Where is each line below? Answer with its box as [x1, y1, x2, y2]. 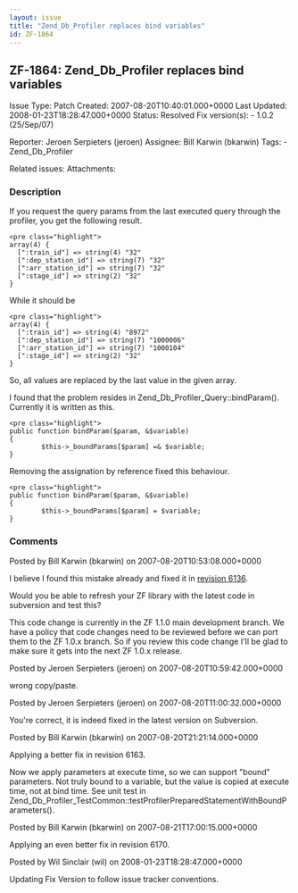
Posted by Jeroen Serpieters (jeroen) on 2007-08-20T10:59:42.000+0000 [9, 663, 284, 673]
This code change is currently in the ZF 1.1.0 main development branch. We [9, 617, 286, 628]
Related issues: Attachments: [9, 163, 116, 174]
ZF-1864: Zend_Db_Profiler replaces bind [9, 63, 244, 78]
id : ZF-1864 [9, 29, 54, 38]
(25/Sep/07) [9, 120, 54, 130]
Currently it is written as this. [9, 402, 115, 413]
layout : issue [9, 13, 62, 22]
